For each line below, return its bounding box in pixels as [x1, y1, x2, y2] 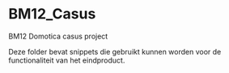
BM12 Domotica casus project [8, 31, 108, 41]
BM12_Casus [8, 5, 96, 23]
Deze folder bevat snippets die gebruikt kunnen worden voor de [8, 47, 222, 56]
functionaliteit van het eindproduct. [8, 55, 125, 65]
